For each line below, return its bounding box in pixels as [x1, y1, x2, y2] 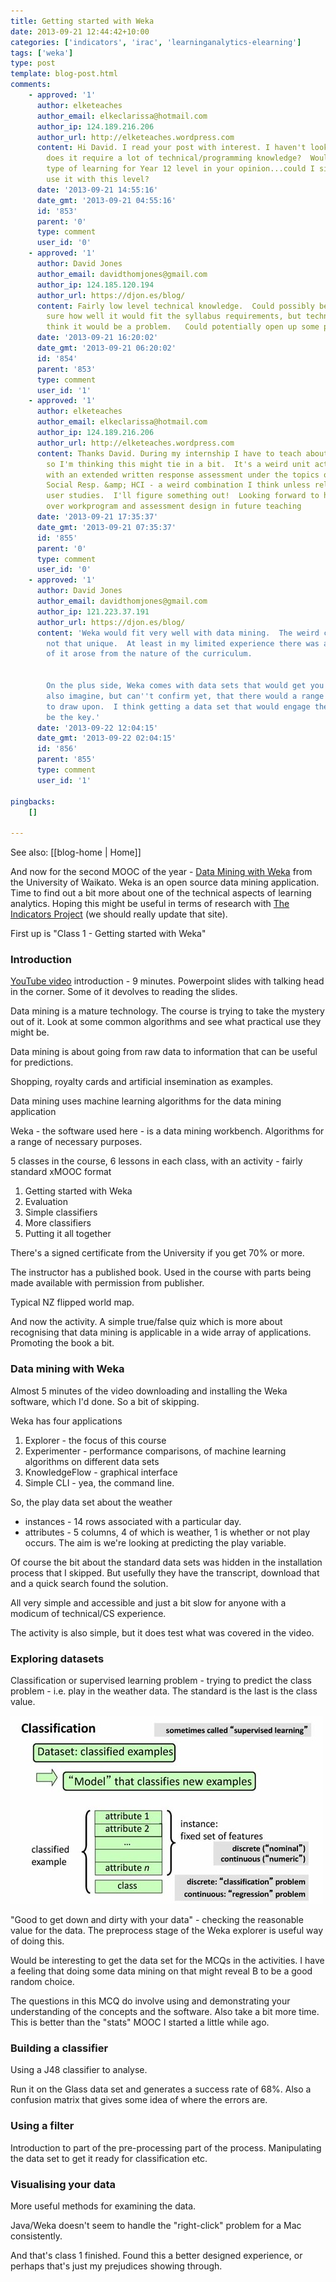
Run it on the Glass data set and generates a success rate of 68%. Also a [10, 2083, 312, 2095]
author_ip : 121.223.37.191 [36, 606, 150, 617]
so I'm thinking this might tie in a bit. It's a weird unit [46, 459, 311, 469]
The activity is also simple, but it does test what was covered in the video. [10, 1626, 315, 1639]
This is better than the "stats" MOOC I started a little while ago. [10, 2016, 270, 2029]
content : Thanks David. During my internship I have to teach [36, 448, 302, 459]
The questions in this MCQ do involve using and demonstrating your [10, 1995, 291, 2007]
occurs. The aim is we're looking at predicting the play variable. [24, 1536, 287, 1549]
